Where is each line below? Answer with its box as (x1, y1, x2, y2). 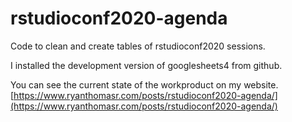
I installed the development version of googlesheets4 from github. (10, 59, 283, 71)
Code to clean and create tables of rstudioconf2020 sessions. (10, 40, 266, 52)
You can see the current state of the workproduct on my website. (10, 78, 279, 91)
